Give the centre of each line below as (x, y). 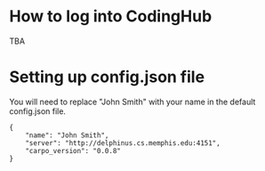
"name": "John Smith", (67, 135)
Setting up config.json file (107, 77)
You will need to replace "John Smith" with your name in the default (132, 102)
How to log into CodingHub (111, 16)
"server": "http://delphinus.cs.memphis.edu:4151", (123, 143)
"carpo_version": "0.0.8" (73, 151)
